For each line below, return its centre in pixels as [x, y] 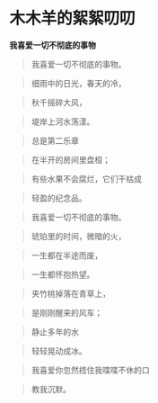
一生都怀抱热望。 [63, 274]
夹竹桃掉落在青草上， [70, 293]
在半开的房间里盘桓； [70, 159]
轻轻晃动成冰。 [59, 351]
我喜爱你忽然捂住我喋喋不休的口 [90, 370]
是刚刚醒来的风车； [67, 312]
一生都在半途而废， [67, 255]
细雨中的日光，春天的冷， [79, 83]
